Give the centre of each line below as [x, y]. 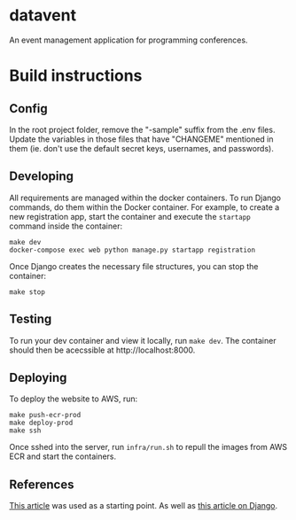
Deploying [38, 377]
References [42, 484]
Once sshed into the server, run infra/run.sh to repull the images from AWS [148, 447]
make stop [27, 292]
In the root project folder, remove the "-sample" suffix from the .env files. [142, 129]
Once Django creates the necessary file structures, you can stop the [134, 266]
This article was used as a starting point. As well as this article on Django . [144, 506]
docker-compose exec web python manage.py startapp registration [132, 250]
